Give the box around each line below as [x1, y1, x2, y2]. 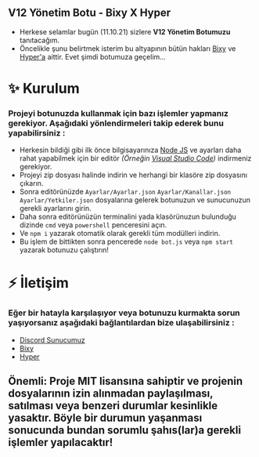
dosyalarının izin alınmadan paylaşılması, [8, 387, 214, 401]
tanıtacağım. [19, 35, 60, 45]
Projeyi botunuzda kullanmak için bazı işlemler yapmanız [8, 107, 229, 118]
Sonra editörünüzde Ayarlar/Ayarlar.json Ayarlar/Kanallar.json [19, 187, 232, 197]
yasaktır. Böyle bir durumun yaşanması [8, 412, 203, 425]
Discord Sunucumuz [19, 335, 85, 344]
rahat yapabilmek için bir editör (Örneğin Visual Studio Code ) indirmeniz [19, 154, 252, 163]
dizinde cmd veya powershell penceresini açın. [19, 220, 167, 230]
